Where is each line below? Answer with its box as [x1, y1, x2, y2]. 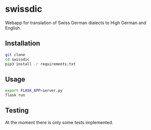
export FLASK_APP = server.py [5, 88, 63, 93]
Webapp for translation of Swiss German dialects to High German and [5, 20, 147, 26]
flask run [5, 93, 26, 98]
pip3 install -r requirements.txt [5, 62, 76, 66]
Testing [5, 106, 29, 115]
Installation [5, 39, 40, 48]
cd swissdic [5, 57, 30, 62]
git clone [5, 52, 26, 57]
